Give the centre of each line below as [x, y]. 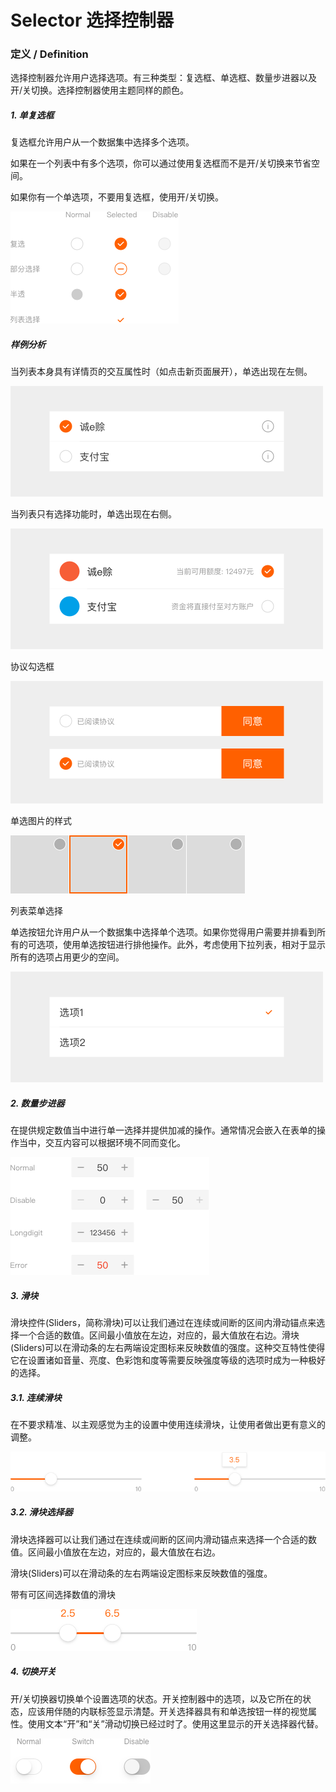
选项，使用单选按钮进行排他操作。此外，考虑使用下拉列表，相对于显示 [181, 945]
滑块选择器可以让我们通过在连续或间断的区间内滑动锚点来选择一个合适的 [159, 1539]
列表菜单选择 [36, 911]
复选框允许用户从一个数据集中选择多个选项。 [102, 142]
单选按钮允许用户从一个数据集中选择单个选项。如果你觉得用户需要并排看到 [163, 932]
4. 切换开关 [33, 1672]
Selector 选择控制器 [92, 20]
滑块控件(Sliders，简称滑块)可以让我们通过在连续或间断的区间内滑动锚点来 [163, 1323]
